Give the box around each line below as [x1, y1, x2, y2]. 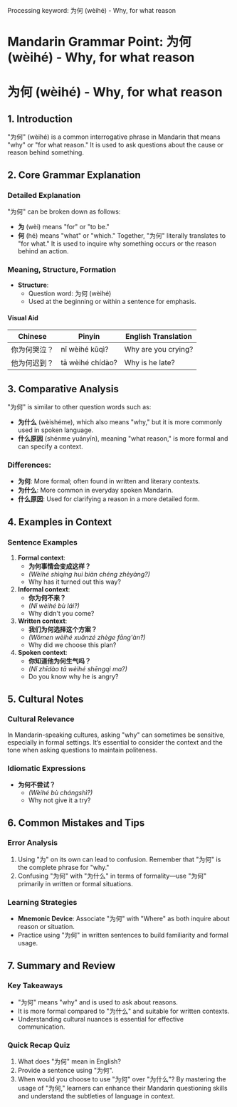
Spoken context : [17, 649, 68, 657]
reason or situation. [17, 923, 75, 931]
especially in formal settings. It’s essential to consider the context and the [7, 738, 223, 746]
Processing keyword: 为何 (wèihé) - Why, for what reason [7, 6, 177, 14]
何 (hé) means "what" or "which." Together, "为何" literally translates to [17, 231, 226, 240]
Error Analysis [7, 838, 58, 848]
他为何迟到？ [11, 358, 55, 368]
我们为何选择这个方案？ [28, 625, 98, 634]
